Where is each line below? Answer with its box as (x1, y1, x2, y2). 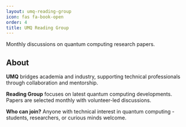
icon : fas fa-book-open (6, 14, 64, 20)
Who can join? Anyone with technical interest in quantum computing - (6, 108, 175, 115)
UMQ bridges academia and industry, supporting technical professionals (6, 73, 181, 80)
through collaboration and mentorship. (6, 79, 99, 86)
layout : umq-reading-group (6, 8, 72, 15)
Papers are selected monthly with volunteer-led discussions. (6, 97, 152, 104)
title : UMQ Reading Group (6, 24, 69, 31)
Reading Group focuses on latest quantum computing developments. (6, 91, 173, 98)
